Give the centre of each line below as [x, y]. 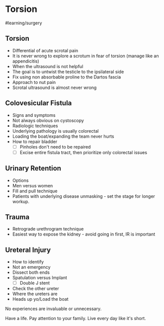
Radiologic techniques [35, 126]
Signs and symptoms [34, 115]
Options [20, 180]
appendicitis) [26, 61]
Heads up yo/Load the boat [40, 299]
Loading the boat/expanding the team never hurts [63, 136]
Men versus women [33, 185]
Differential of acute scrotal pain [45, 50]
